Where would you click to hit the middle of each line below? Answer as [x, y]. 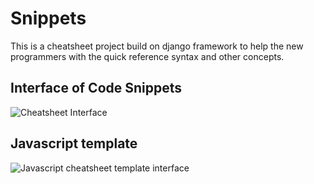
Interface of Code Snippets [96, 88]
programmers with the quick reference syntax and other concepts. [147, 56]
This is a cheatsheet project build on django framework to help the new [157, 46]
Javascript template [74, 143]
